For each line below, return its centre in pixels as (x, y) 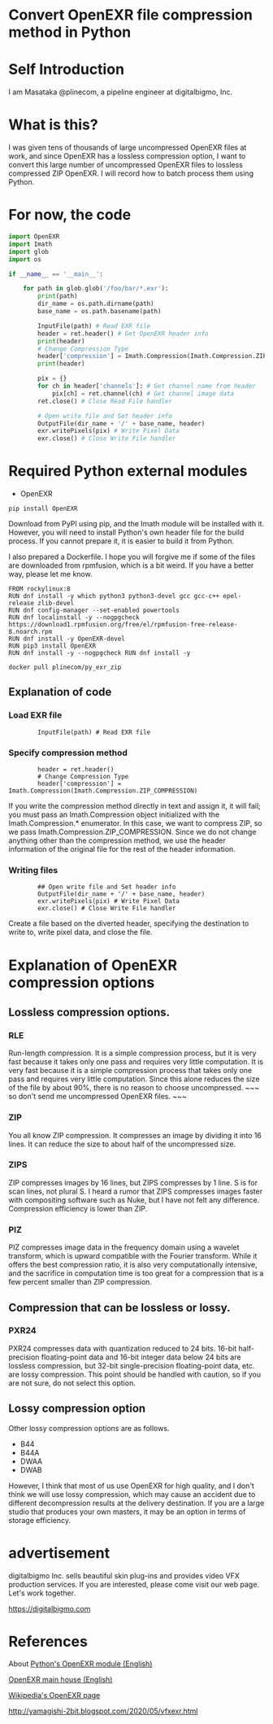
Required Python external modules (128, 471)
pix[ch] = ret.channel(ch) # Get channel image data (143, 393)
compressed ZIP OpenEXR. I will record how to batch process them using (131, 173)
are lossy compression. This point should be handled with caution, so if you (135, 1374)
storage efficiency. (40, 1520)
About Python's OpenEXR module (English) (80, 1664)
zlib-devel (56, 604)
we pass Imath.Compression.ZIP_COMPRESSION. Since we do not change (132, 832)
